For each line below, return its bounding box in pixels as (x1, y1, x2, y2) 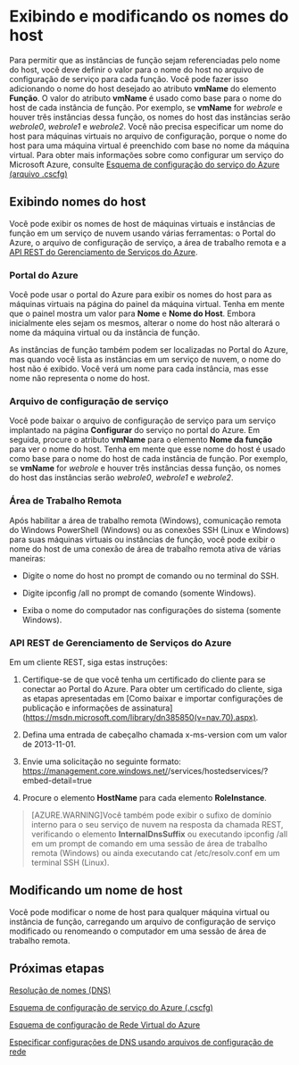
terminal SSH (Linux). (30, 857, 110, 868)
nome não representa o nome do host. (9, 373, 150, 384)
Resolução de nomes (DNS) (9, 985, 112, 995)
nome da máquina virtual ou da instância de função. (9, 328, 201, 338)
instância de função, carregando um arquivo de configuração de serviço (9, 916, 277, 927)
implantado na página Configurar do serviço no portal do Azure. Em (9, 425, 261, 436)
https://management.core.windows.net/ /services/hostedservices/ (21, 765, 265, 776)
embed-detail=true (21, 775, 92, 786)
